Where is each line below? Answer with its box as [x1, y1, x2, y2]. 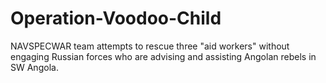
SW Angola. [10, 61, 59, 73]
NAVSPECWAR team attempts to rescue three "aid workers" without [10, 40, 290, 52]
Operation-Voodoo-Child [10, 7, 222, 30]
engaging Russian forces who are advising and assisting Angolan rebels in [10, 50, 317, 62]
